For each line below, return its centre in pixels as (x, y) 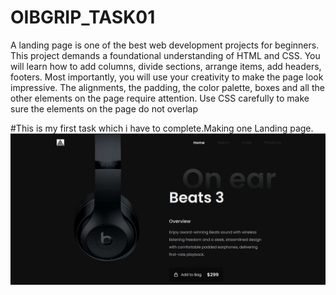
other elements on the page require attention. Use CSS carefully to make (160, 98)
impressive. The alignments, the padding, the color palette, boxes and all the (167, 87)
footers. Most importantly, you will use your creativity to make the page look (167, 77)
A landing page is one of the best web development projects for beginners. (165, 45)
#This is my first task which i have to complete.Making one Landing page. (162, 128)
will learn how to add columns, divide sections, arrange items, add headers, (166, 66)
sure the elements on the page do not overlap (104, 108)
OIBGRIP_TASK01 (83, 17)
